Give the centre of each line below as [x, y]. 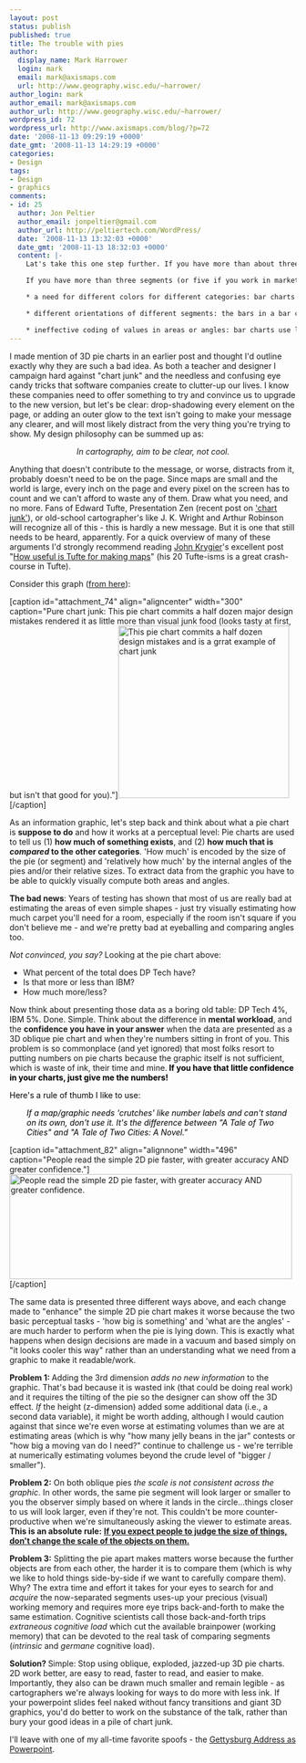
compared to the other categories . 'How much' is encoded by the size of [148, 851]
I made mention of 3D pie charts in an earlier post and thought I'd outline [146, 356]
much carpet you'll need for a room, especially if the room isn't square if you [153, 918]
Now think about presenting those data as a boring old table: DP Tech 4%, [149, 1009]
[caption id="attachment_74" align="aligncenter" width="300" [126, 601]
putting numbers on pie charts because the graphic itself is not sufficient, [147, 1058]
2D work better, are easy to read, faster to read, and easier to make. [137, 1673]
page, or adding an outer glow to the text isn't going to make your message [151, 414]
